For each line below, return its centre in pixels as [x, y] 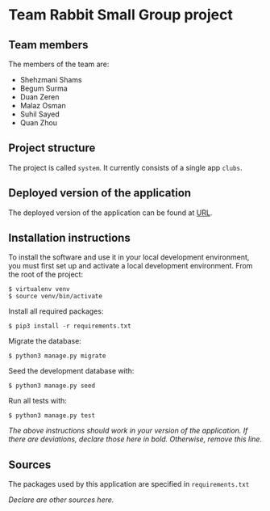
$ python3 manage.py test [52, 416]
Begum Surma [44, 88]
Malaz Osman [43, 106]
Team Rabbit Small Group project [121, 15]
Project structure [52, 148]
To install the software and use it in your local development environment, [129, 257]
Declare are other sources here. [61, 500]
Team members [48, 45]
